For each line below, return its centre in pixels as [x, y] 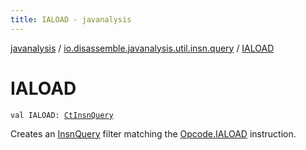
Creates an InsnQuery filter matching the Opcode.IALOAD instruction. [153, 133]
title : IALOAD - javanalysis [71, 19]
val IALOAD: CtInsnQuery [62, 115]
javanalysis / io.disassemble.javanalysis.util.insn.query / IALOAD [142, 48]
